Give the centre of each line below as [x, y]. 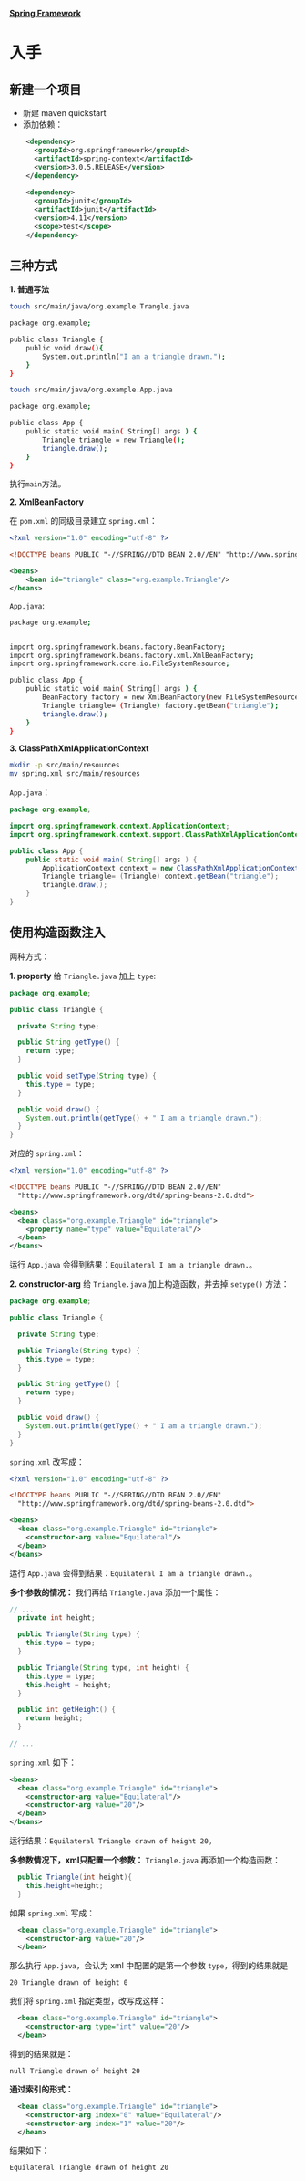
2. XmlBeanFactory [47, 502]
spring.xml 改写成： [47, 1461]
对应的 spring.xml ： [47, 1153]
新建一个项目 [46, 89]
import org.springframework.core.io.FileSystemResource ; [120, 664]
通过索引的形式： [41, 2089]
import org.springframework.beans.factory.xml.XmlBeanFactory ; [132, 655]
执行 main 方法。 [38, 484]
